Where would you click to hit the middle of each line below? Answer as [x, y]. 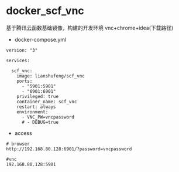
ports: [25, 81]
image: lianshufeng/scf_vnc [51, 76]
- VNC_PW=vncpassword [48, 117]
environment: [32, 112]
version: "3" [22, 50]
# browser [18, 144]
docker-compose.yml [40, 39]
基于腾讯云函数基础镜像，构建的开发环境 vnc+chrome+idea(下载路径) [90, 28]
